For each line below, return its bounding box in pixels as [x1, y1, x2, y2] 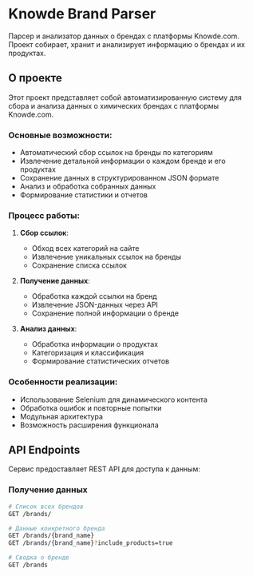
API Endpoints [8, 443, 81, 457]
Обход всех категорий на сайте [31, 244, 140, 253]
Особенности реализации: [8, 376, 118, 387]
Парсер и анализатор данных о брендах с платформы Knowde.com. [8, 31, 239, 41]
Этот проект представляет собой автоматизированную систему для [8, 93, 242, 102]
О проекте [8, 71, 62, 85]
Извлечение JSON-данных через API [31, 300, 158, 310]
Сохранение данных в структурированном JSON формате [19, 173, 219, 183]
